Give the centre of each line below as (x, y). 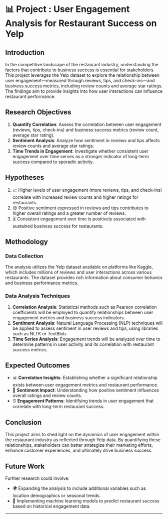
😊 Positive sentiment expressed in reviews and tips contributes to (80, 208)
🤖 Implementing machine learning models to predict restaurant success (86, 501)
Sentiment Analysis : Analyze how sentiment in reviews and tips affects (86, 140)
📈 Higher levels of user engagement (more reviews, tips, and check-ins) (87, 190)
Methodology (27, 242)
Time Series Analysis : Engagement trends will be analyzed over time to (86, 339)
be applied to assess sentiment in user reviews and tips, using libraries (85, 328)
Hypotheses (25, 177)
